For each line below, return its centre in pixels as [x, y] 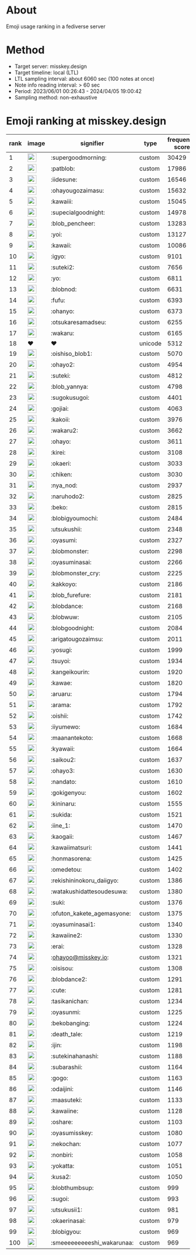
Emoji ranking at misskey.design [86, 121]
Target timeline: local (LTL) [46, 72]
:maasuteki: [66, 1100]
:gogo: [60, 1078]
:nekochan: [66, 1144]
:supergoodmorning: [78, 157]
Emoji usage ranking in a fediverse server [56, 26]
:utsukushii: [66, 529]
